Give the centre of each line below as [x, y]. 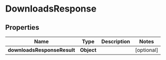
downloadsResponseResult [41, 50]
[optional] [147, 50]
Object [88, 50]
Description [116, 42]
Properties [22, 27]
